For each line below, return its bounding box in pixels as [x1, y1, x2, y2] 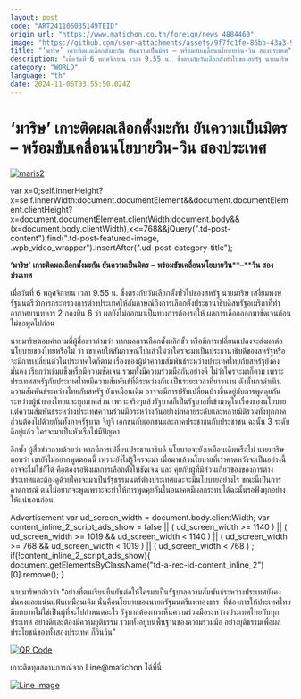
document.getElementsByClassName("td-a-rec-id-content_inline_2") [10, 560, 264, 570]
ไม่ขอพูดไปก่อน [10, 317, 55, 328]
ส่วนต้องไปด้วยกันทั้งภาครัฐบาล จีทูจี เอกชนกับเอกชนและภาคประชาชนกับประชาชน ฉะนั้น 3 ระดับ [10, 416, 290, 426]
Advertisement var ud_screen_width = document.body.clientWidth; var [10, 511, 271, 523]
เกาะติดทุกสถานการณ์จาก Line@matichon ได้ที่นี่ [10, 661, 162, 672]
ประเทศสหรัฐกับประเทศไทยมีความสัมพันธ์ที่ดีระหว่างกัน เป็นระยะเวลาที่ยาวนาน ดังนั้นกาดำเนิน [10, 375, 282, 386]
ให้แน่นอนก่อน [10, 493, 54, 505]
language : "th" [10, 72, 67, 80]
